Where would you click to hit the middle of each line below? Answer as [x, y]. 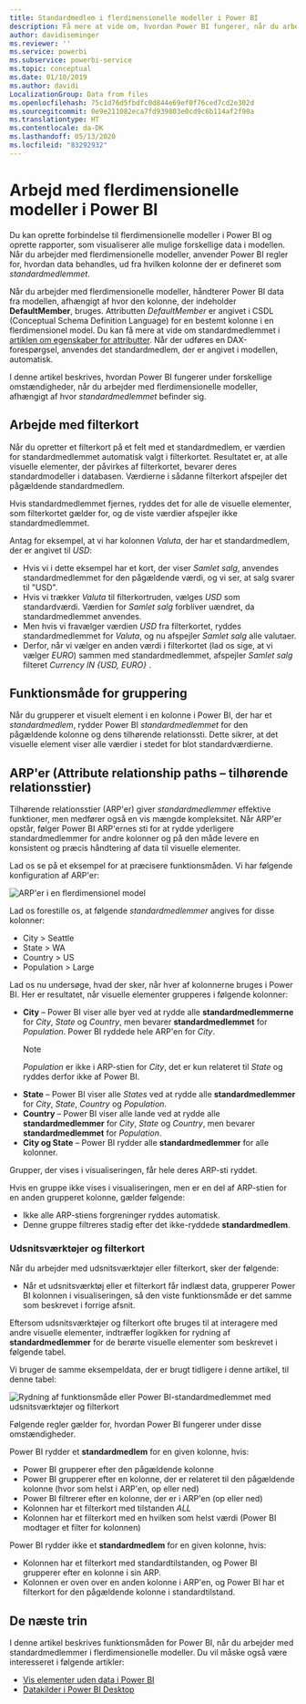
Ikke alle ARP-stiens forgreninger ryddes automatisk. [121, 1215]
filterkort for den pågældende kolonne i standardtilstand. [129, 1592]
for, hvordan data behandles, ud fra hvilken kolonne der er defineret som [146, 264]
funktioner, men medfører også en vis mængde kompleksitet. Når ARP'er [146, 819]
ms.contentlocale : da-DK [56, 129]
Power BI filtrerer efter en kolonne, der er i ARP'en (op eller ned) [143, 1499]
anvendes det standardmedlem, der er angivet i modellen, [170, 349]
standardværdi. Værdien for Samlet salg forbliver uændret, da [138, 607]
